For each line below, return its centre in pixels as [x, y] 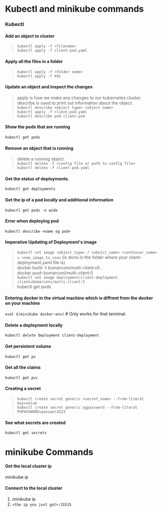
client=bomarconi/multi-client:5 [51, 282]
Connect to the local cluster [34, 488]
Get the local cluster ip [29, 466]
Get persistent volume [28, 346]
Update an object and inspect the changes [49, 87]
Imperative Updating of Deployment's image [51, 242]
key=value [27, 403]
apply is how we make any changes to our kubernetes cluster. [79, 98]
